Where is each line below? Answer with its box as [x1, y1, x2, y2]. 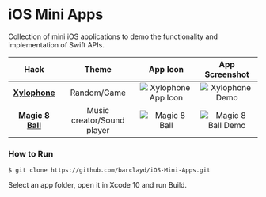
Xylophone [13, 87, 55, 98]
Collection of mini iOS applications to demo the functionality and [8, 32, 218, 41]
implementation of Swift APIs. [8, 40, 104, 49]
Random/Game [70, 87, 127, 98]
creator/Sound [70, 115, 125, 126]
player [85, 124, 110, 135]
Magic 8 [18, 109, 50, 120]
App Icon [149, 63, 184, 74]
